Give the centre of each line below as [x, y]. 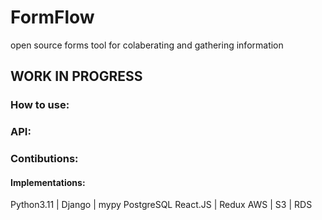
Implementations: [48, 182]
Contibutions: [44, 159]
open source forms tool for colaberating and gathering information [147, 45]
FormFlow [52, 17]
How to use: [40, 105]
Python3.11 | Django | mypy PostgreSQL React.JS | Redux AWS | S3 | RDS [161, 205]
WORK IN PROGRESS [76, 76]
